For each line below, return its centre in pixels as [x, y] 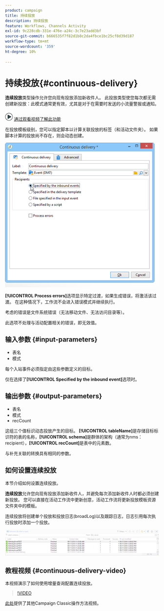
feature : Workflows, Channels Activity [46, 26]
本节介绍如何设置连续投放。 [33, 483]
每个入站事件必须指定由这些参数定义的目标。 [50, 369]
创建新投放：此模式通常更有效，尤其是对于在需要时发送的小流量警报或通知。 [82, 104]
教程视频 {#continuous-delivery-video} [66, 571]
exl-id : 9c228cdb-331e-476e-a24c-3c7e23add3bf [53, 31]
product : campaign [24, 10]
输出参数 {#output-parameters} [54, 396]
